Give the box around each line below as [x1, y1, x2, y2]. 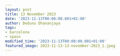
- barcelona [5, 30, 30, 35]
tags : [5, 25, 16, 30]
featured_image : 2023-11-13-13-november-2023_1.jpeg [5, 43, 116, 48]
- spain [5, 35, 21, 39]
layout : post [5, 7, 32, 12]
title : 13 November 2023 [5, 12, 56, 17]
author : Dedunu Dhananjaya [5, 20, 60, 26]
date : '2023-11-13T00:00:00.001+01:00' [5, 16, 87, 21]
